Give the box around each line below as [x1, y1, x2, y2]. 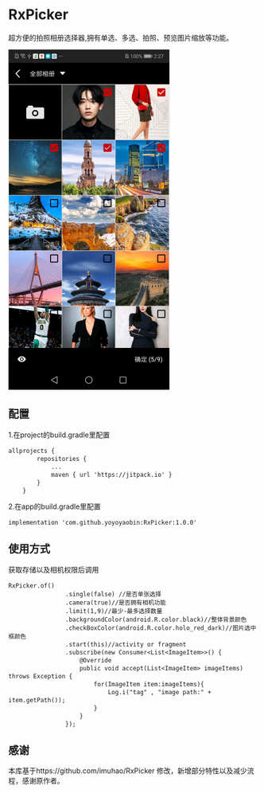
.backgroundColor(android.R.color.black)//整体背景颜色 [64, 615, 247, 623]
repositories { [37, 455, 87, 463]
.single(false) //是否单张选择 [64, 590, 161, 598]
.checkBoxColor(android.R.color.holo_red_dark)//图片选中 [64, 623, 257, 632]
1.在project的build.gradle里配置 [8, 430, 110, 439]
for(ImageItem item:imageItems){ [93, 680, 204, 688]
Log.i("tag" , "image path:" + [107, 688, 212, 696]
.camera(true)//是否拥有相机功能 [64, 599, 167, 607]
